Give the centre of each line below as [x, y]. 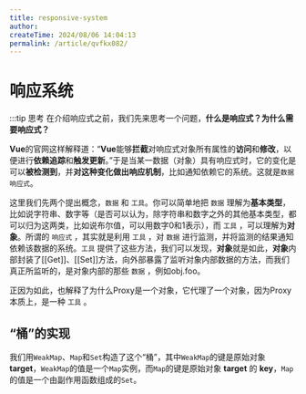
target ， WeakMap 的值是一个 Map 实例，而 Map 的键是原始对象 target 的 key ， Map [152, 368]
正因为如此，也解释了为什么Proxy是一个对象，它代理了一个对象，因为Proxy [151, 290]
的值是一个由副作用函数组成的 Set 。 [76, 380]
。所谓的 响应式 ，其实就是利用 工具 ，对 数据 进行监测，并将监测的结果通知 [156, 237]
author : [24, 26]
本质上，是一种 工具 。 [51, 302]
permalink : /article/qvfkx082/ [69, 43]
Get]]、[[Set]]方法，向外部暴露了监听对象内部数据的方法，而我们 [168, 260]
